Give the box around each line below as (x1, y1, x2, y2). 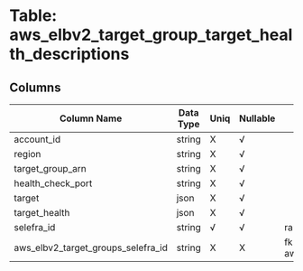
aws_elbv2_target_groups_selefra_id (14, 241, 169, 254)
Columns (9, 79, 61, 95)
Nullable (238, 112, 276, 125)
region (14, 148, 41, 160)
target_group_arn (14, 163, 87, 174)
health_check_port (14, 177, 93, 190)
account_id (14, 133, 61, 145)
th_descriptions (9, 44, 130, 64)
